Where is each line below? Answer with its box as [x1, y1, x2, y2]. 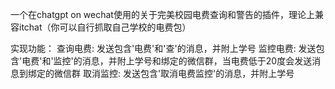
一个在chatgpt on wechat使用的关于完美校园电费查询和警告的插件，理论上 [10, 9, 315, 20]
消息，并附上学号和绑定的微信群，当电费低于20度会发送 [81, 55, 313, 67]
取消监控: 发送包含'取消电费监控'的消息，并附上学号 [82, 68, 295, 79]
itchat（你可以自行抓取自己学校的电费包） [18, 21, 192, 33]
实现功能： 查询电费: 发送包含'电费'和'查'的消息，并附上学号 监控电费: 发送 [10, 43, 317, 54]
